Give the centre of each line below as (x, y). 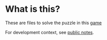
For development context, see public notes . (50, 32)
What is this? (33, 9)
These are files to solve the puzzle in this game (53, 23)
